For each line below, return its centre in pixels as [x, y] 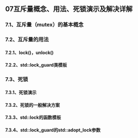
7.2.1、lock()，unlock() [29, 53]
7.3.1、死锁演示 [21, 92]
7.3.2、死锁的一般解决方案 [32, 105]
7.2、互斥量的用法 [27, 39]
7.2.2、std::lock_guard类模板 [36, 65]
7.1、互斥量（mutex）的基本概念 [45, 25]
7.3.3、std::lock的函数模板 [33, 117]
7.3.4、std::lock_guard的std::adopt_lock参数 [53, 130]
